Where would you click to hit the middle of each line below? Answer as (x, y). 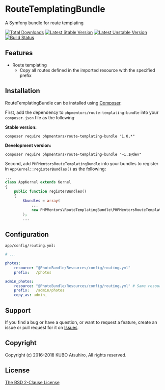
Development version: (28, 145)
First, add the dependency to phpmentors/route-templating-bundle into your (82, 112)
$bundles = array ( (41, 201)
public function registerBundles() (50, 192)
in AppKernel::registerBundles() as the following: (55, 169)
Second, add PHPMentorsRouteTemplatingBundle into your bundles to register (82, 163)
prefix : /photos (33, 272)
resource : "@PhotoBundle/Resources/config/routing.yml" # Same (80, 286)
